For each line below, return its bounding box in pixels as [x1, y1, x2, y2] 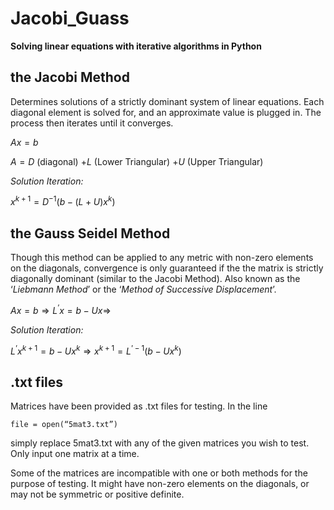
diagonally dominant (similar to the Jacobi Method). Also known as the [10, 273, 301, 285]
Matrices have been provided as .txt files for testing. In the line [10, 400, 268, 412]
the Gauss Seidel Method [10, 225, 171, 242]
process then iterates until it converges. [10, 117, 174, 129]
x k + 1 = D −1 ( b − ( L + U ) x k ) [10, 194, 116, 208]
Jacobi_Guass [10, 7, 130, 30]
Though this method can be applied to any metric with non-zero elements [10, 252, 314, 264]
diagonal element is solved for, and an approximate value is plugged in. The [10, 106, 322, 118]
